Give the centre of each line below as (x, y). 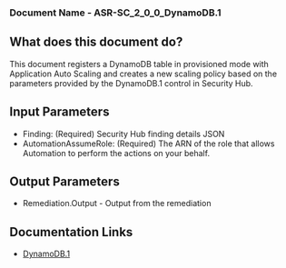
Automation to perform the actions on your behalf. (116, 153)
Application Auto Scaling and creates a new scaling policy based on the (143, 74)
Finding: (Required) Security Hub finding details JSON (123, 134)
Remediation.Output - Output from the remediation (117, 203)
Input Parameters (59, 112)
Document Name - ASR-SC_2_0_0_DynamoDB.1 (115, 13)
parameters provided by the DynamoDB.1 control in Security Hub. (131, 83)
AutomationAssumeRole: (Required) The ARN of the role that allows (148, 144)
